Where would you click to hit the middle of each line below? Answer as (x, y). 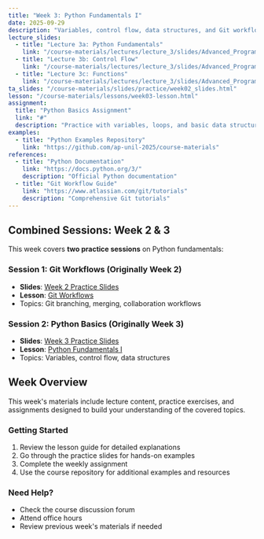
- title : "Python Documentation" (70, 162)
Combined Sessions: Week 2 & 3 (89, 230)
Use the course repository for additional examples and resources (125, 472)
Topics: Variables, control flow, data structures (95, 357)
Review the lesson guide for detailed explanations (100, 447)
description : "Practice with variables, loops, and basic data (121, 125)
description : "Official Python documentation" (100, 177)
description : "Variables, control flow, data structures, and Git (119, 30)
